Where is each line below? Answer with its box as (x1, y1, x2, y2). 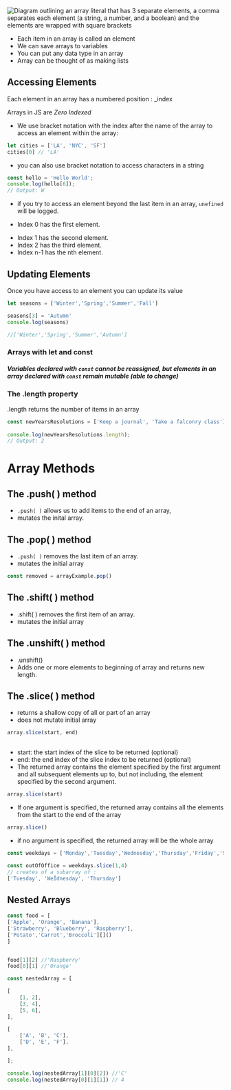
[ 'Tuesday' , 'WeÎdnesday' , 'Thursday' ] (7, 875, 122, 882)
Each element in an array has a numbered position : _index (7, 94, 173, 103)
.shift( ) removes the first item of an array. (16, 610, 135, 618)
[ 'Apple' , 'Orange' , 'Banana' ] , (7, 919, 100, 926)
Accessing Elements (7, 77, 97, 88)
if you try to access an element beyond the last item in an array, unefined (16, 200, 223, 208)
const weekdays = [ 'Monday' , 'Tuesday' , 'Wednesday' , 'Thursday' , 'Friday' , (7, 849, 220, 856)
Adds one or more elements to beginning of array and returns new (16, 663, 205, 672)
